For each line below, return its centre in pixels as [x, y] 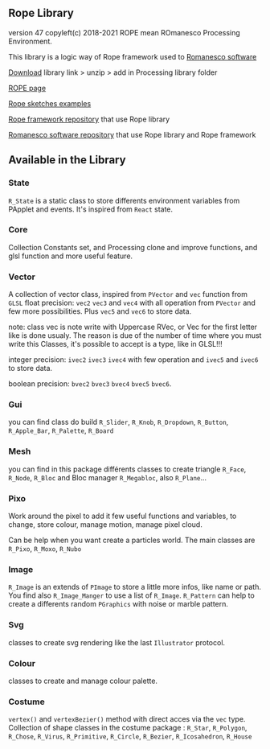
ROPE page [27, 88]
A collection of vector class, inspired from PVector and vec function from [128, 294]
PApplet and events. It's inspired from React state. [91, 209]
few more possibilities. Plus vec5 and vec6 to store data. [100, 311]
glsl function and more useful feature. [71, 256]
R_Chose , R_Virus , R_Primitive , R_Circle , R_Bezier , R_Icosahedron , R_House [130, 736]
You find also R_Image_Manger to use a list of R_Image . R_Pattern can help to [131, 595]
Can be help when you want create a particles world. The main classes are [132, 540]
